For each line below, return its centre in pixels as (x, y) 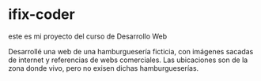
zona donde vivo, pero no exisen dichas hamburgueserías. (104, 68)
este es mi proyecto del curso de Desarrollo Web (88, 36)
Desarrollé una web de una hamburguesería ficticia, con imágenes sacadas (131, 51)
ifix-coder (42, 15)
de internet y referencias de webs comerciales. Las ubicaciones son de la (128, 60)
